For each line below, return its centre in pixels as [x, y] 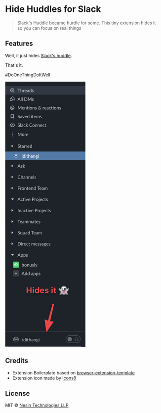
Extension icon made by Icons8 [44, 378]
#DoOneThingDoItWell [28, 75]
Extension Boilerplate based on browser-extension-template [73, 372]
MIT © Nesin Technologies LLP [37, 405]
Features [19, 44]
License [18, 393]
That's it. [14, 65]
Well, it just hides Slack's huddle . [39, 55]
